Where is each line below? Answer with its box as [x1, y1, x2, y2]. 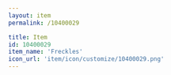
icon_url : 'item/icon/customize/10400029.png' [8, 55, 165, 63]
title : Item [8, 33, 47, 41]
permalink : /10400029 [8, 19, 80, 27]
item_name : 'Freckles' [8, 48, 83, 56]
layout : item [8, 11, 51, 20]
